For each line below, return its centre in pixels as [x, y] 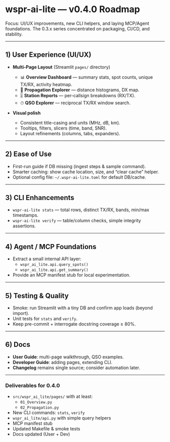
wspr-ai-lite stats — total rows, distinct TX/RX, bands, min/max [81, 210]
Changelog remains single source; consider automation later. [76, 368]
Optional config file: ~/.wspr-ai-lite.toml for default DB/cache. [79, 177]
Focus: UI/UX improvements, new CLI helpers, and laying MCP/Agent [77, 23]
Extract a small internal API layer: [47, 259]
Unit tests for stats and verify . [45, 318]
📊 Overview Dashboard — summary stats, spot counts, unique [87, 77]
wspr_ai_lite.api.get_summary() [54, 270]
